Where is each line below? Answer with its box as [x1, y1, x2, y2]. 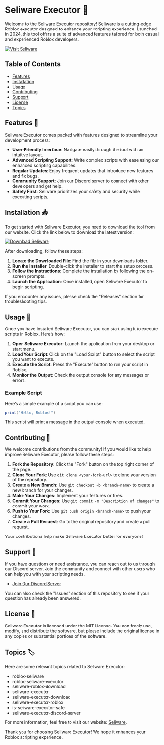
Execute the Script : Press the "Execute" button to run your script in [12, 361, 148, 368]
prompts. [27, 273, 46, 279]
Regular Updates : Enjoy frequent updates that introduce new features [12, 167, 154, 174]
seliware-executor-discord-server [12, 710, 81, 715]
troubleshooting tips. [5, 298, 47, 304]
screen [12, 273, 26, 279]
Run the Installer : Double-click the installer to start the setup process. [12, 263, 154, 269]
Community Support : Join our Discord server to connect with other [12, 178, 149, 184]
